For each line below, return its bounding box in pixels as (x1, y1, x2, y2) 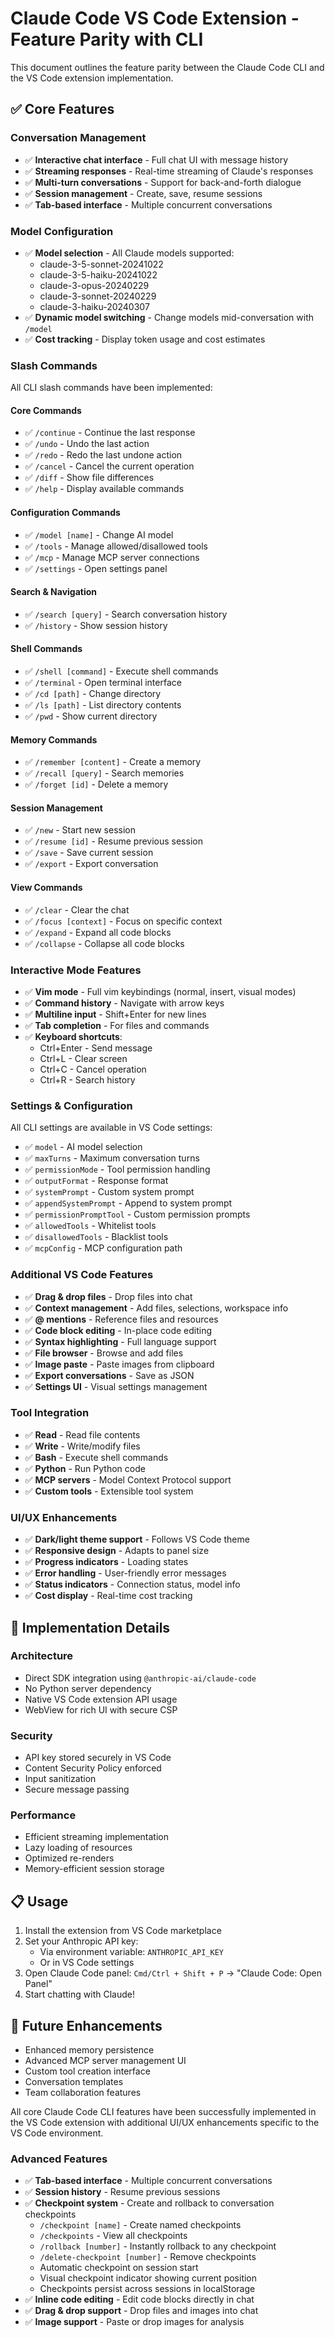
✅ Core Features (10, 101, 115, 118)
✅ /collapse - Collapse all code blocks (24, 937, 185, 949)
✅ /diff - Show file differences (24, 472, 155, 484)
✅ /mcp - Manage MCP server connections (24, 551, 200, 563)
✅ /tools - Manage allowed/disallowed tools (24, 540, 208, 552)
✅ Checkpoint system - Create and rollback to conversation (24, 2197, 275, 2209)
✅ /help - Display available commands (24, 483, 185, 495)
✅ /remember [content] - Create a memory (24, 756, 202, 768)
